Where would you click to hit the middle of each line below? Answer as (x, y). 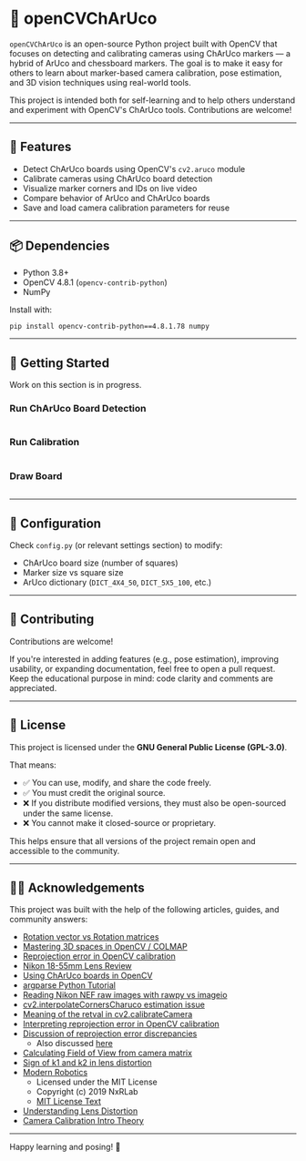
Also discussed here (75, 1044)
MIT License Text (69, 1102)
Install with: (31, 310)
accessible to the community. (65, 850)
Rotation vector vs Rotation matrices (91, 937)
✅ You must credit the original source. (94, 792)
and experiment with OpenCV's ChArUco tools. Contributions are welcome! (151, 109)
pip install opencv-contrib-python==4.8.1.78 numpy (109, 326)
